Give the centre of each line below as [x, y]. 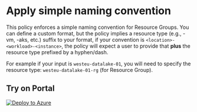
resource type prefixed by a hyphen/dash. [57, 52]
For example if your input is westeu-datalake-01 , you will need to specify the [98, 64]
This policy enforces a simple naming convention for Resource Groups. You [98, 27]
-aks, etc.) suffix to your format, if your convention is [81, 39]
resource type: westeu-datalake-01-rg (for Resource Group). [80, 70]
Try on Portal [30, 89]
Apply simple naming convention [88, 11]
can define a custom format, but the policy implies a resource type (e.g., [94, 33]
